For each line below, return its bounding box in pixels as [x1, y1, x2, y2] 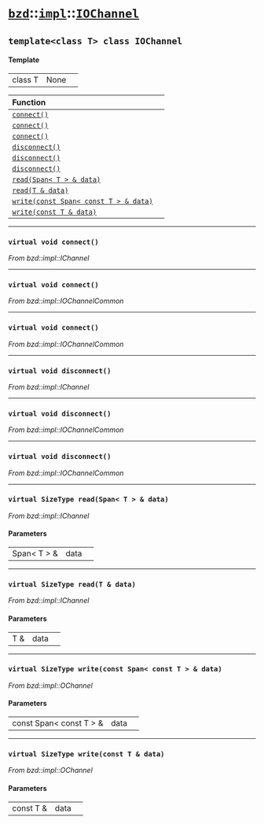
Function [12, 97, 46, 108]
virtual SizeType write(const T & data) [8, 749, 165, 759]
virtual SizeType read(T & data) [8, 579, 136, 589]
